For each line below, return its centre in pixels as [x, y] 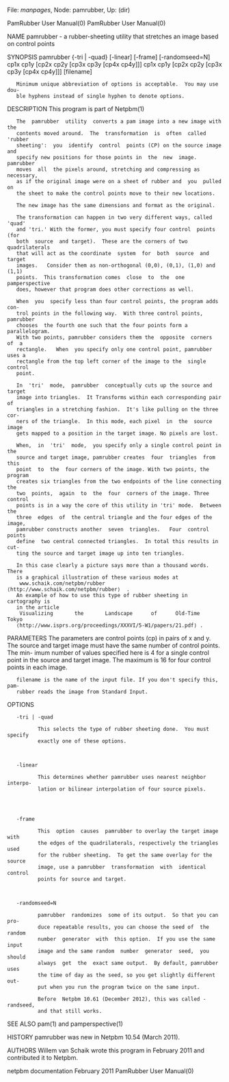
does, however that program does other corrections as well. [105, 289]
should [16, 957]
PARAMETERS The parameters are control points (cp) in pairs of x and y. [109, 638]
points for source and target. [82, 879]
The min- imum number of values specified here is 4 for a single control [108, 653]
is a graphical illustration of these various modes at [97, 577]
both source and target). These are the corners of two [102, 241]
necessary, [23, 176]
